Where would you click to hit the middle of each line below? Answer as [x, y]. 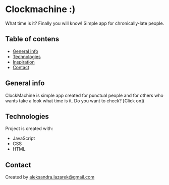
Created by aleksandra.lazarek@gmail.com [50, 177]
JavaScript [24, 138]
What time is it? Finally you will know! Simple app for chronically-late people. [85, 23]
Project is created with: [29, 129]
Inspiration [23, 62]
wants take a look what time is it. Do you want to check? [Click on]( [75, 101]
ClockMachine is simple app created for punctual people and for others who [84, 95]
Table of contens [32, 39]
